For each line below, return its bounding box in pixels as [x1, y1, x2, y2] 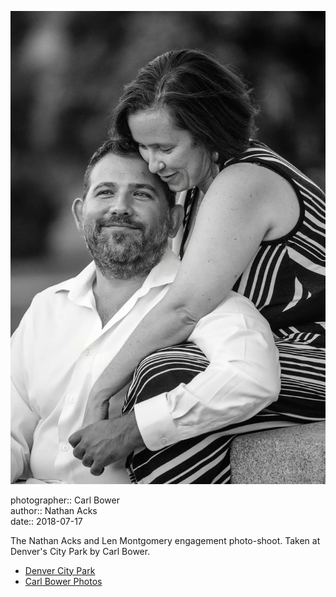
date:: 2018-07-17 [10, 515, 83, 527]
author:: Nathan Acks [10, 504, 98, 516]
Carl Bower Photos [24, 575, 103, 587]
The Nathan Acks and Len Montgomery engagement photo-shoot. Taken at [10, 534, 321, 546]
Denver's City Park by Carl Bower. [10, 545, 151, 557]
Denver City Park [24, 564, 96, 576]
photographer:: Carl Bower [10, 494, 120, 506]
